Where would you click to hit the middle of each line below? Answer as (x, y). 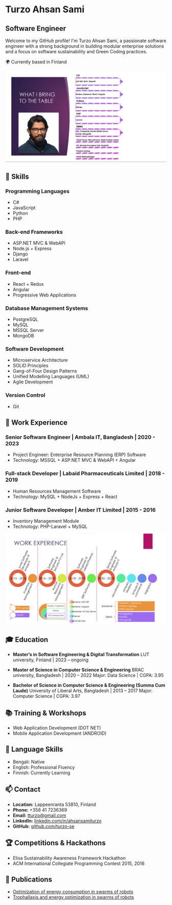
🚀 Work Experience (36, 422)
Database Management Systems (47, 308)
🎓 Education (27, 640)
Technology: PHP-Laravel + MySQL (50, 526)
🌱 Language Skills (34, 749)
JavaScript (24, 208)
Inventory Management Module (46, 521)
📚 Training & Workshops (46, 713)
